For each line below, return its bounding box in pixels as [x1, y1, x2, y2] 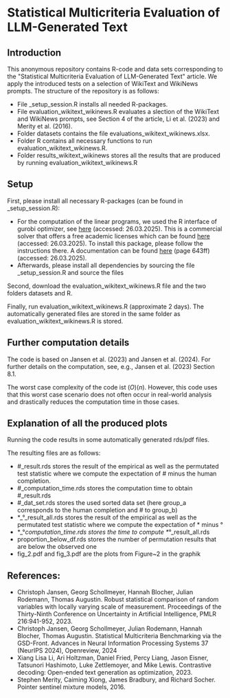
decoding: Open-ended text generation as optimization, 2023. [16, 668, 193, 677]
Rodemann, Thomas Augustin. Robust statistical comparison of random [16, 596, 219, 604]
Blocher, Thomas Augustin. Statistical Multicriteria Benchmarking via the [16, 632, 222, 640]
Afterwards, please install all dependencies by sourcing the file [16, 261, 196, 269]
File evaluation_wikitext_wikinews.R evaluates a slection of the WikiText [16, 108, 220, 115]
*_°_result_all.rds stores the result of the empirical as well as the [16, 513, 197, 521]
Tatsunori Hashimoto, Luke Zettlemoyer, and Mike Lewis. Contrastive [16, 661, 211, 669]
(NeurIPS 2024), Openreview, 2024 [16, 646, 117, 655]
